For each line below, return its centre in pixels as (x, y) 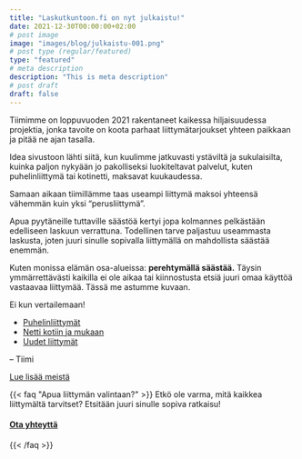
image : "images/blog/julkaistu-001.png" (87, 43)
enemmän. (30, 250)
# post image (34, 35)
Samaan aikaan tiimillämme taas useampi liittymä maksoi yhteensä (134, 194)
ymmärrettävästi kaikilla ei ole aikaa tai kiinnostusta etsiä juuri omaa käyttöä (151, 277)
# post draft (34, 85)
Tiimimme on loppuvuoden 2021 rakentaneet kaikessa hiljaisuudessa (138, 120)
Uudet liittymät (50, 341)
